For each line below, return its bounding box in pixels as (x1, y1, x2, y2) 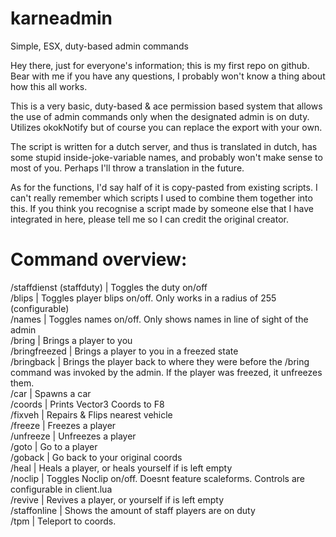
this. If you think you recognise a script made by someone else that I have (10, 202, 314, 214)
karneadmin (10, 7, 113, 30)
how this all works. (10, 80, 88, 92)
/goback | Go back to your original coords (10, 451, 183, 463)
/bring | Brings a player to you (10, 334, 133, 346)
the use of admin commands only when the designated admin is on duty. (10, 110, 310, 122)
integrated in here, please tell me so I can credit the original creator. (10, 213, 289, 225)
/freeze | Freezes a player (10, 419, 117, 431)
